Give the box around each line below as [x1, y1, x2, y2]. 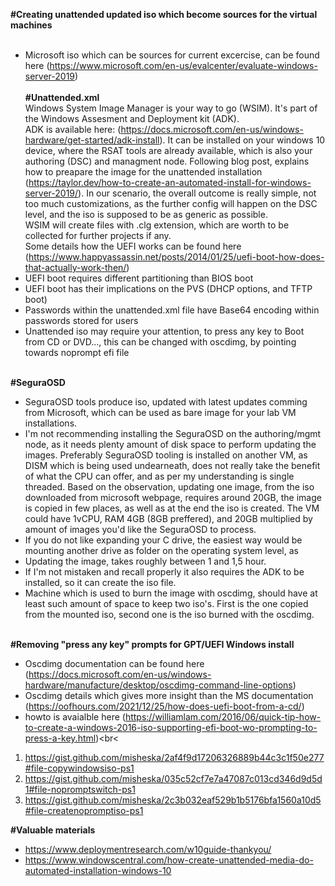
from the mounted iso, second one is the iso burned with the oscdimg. [24, 609, 315, 620]
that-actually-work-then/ [24, 262, 127, 273]
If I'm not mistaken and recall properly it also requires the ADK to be [24, 566, 305, 578]
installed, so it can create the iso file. [24, 577, 177, 588]
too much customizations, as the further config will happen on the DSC [24, 198, 318, 209]
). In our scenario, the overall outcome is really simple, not [78, 187, 317, 199]
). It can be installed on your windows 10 [159, 134, 326, 146]
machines [10, 19, 53, 31]
